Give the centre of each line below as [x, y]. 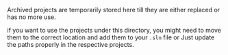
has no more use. [31, 17]
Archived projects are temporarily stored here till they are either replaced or [114, 10]
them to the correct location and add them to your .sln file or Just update [111, 37]
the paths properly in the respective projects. [71, 44]
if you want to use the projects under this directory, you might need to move [114, 30]
